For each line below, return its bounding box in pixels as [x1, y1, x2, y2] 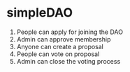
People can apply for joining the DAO [16, 28, 124, 36]
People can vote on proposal [16, 50, 100, 58]
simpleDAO [6, 5, 73, 21]
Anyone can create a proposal [16, 42, 104, 51]
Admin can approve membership [16, 35, 111, 43]
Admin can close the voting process [16, 57, 121, 65]
